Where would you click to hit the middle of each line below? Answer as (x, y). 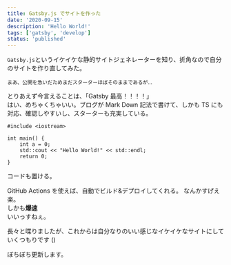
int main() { (26, 138)
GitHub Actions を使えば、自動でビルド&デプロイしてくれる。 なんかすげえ (114, 191)
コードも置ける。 (31, 176)
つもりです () (38, 240)
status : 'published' (37, 39)
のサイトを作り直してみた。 (47, 68)
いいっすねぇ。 (28, 217)
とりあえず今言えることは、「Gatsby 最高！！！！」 (80, 96)
